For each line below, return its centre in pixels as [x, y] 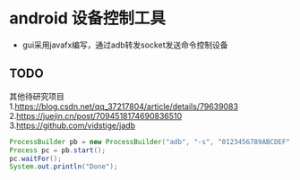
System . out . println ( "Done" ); [64, 167]
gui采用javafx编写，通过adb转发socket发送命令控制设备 [125, 45]
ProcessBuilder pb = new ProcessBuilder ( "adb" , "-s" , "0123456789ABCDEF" [150, 141]
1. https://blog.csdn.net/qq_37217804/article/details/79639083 [124, 106]
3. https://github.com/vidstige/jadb [73, 125]
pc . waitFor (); [36, 159]
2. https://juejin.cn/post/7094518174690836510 [96, 116]
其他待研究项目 [37, 96]
